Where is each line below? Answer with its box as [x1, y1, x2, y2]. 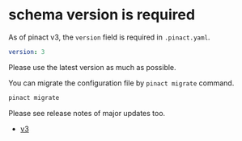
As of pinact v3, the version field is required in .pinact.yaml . [8, 32, 210, 42]
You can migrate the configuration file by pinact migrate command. [8, 78, 235, 88]
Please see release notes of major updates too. [8, 108, 166, 118]
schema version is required [8, 6, 196, 24]
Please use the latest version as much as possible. [8, 62, 176, 72]
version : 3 [8, 48, 45, 56]
